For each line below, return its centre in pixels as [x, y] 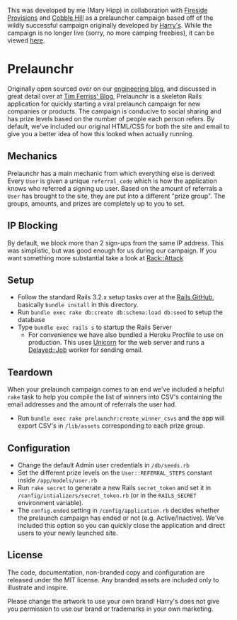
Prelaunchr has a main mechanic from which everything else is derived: [111, 173]
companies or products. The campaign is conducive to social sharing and [114, 111]
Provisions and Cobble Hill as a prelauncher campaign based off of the [110, 18]
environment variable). [50, 503]
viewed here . [26, 40]
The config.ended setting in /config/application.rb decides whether [118, 510]
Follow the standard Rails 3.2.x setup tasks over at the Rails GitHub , [116, 297]
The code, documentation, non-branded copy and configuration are [106, 572]
